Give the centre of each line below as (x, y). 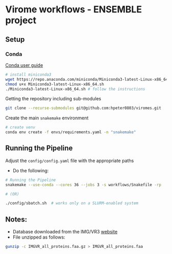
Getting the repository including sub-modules (53, 99)
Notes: (16, 219)
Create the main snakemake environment (47, 118)
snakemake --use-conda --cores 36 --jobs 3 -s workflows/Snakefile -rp (83, 185)
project (21, 20)
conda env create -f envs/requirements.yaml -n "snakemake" (71, 132)
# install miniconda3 (28, 75)
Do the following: (31, 170)
